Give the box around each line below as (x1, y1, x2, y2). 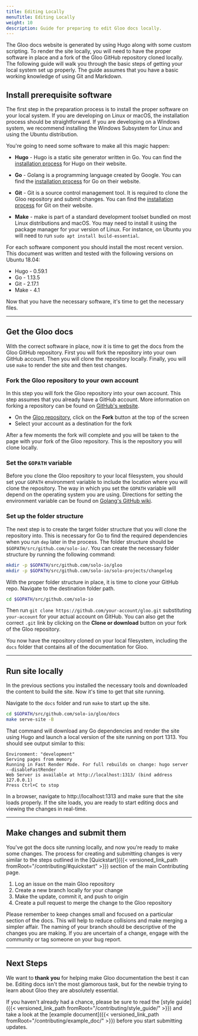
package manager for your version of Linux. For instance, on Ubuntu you (14, 226, 192, 233)
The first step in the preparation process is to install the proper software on (6, 106, 189, 113)
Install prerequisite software (6, 90, 112, 100)
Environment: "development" (6, 751, 75, 757)
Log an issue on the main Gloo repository (14, 880, 115, 887)
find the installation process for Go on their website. (14, 178, 141, 185)
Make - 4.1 (14, 286, 40, 293)
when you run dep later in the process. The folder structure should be (6, 538, 174, 545)
